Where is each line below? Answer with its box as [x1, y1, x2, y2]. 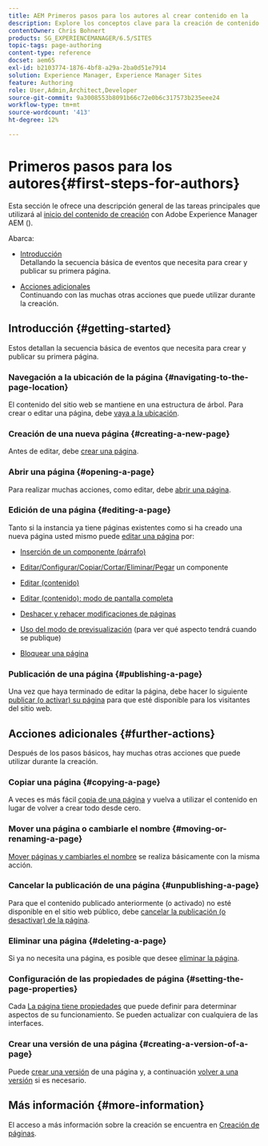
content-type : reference [8, 49, 91, 57]
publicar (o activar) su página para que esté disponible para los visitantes [8, 695, 250, 705]
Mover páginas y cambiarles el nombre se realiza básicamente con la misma [8, 851, 260, 861]
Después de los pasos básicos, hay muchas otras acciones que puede [8, 748, 241, 758]
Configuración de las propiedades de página [8, 974, 185, 985]
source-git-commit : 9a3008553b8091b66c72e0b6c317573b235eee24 [8, 94, 220, 102]
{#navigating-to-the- [164, 372, 249, 383]
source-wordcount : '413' [8, 109, 91, 117]
